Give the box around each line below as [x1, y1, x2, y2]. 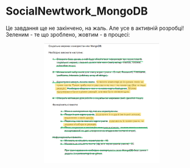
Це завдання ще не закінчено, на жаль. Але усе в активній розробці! [5, 24, 184, 32]
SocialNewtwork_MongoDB [5, 4, 148, 18]
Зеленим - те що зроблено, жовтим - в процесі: [5, 30, 130, 38]
